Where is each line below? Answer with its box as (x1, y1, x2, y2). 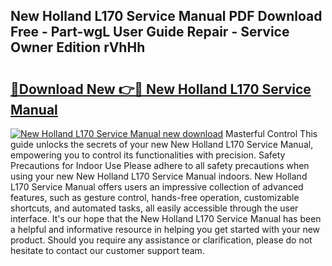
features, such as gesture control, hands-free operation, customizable (10, 192, 300, 203)
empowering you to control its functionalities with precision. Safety (10, 149, 286, 161)
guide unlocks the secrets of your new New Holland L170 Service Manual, (10, 139, 314, 150)
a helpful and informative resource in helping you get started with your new (10, 224, 321, 235)
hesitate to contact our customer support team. (10, 245, 205, 256)
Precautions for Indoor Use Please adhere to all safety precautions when (10, 160, 310, 171)
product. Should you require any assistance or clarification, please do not (10, 234, 313, 246)
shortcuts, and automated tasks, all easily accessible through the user (10, 202, 299, 214)
